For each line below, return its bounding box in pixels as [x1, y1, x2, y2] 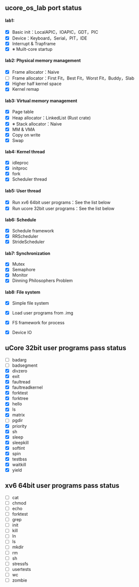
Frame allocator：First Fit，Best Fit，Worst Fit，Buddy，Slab [12, 75, 135, 81]
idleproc [12, 160, 29, 166]
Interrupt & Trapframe [12, 41, 56, 46]
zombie [12, 577, 28, 583]
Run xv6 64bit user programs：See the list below [12, 199, 111, 205]
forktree [12, 396, 29, 401]
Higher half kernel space [12, 81, 62, 87]
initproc [12, 166, 28, 171]
